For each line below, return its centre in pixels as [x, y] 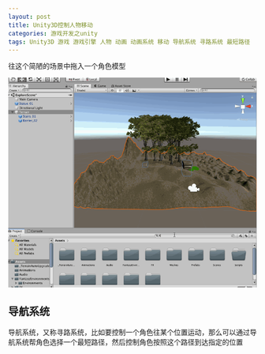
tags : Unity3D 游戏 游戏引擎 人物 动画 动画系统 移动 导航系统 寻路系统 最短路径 [129, 42]
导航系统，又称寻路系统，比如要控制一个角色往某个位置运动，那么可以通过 [129, 332]
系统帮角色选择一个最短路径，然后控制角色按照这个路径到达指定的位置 [129, 342]
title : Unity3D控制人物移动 [50, 25]
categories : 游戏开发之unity [53, 33]
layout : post [30, 17]
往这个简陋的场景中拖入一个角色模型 [67, 66]
